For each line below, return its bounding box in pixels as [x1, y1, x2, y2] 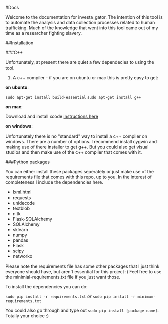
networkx [12, 253, 33, 259]
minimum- [137, 294, 156, 299]
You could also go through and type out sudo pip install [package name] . [5, 307, 159, 313]
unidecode [12, 200, 35, 206]
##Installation [5, 40, 34, 46]
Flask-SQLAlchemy [12, 216, 53, 222]
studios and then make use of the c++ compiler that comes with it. [5, 149, 142, 155]
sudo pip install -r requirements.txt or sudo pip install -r [5, 293, 136, 299]
